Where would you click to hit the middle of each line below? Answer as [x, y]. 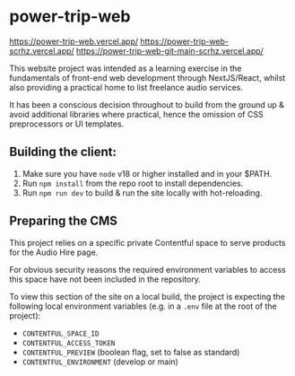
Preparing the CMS [64, 221]
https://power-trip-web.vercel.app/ [74, 41]
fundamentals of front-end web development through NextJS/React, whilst [147, 77]
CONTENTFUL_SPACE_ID [61, 334]
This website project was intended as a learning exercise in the [126, 68]
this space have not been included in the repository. [105, 279]
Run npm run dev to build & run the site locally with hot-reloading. [142, 192]
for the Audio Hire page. [54, 252]
